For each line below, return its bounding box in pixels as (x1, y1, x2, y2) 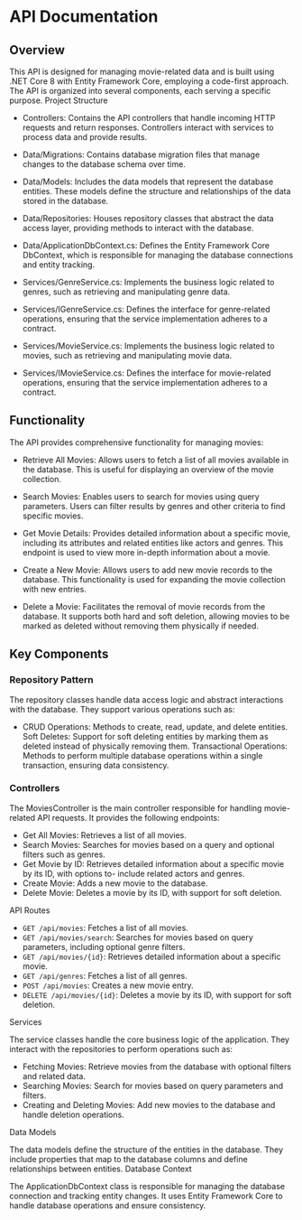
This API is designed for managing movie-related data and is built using (9, 66, 275, 77)
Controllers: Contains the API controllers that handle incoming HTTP (22, 113, 276, 123)
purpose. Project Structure (9, 95, 108, 106)
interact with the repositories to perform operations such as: (9, 1043, 233, 1054)
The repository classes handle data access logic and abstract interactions (9, 694, 284, 705)
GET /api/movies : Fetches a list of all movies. (22, 922, 189, 933)
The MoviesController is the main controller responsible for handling (9, 802, 262, 814)
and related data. (22, 1070, 86, 1081)
